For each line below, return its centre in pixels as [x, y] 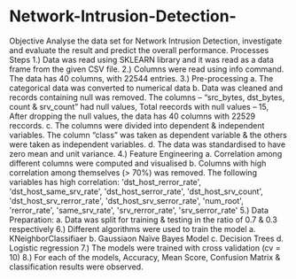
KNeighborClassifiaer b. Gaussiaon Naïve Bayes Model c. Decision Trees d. [146, 238]
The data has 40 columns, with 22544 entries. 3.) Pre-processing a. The [141, 78]
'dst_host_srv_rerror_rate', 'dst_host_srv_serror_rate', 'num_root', [126, 200]
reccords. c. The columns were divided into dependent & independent [137, 125]
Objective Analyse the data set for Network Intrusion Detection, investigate [146, 41]
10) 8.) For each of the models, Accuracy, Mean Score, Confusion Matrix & [145, 257]
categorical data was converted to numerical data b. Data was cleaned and [146, 88]
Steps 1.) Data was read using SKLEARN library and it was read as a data [142, 59]
